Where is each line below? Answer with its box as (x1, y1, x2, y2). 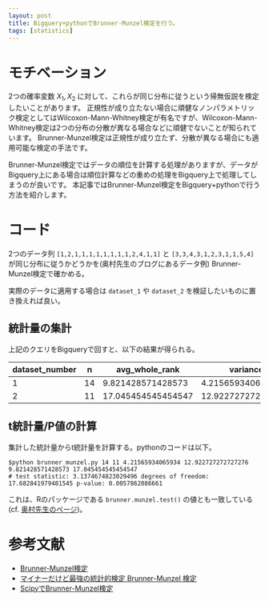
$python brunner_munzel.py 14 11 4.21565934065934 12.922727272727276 (8, 458, 249, 467)
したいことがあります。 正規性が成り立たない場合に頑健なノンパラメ (8, 103, 235, 113)
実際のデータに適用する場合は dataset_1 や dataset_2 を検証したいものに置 (8, 286, 256, 296)
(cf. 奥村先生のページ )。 (8, 504, 87, 514)
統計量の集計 (8, 322, 72, 335)
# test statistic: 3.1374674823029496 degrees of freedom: (8, 472, 210, 480)
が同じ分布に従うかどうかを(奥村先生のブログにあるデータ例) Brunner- (8, 259, 242, 269)
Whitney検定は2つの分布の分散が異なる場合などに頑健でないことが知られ (8, 123, 251, 133)
